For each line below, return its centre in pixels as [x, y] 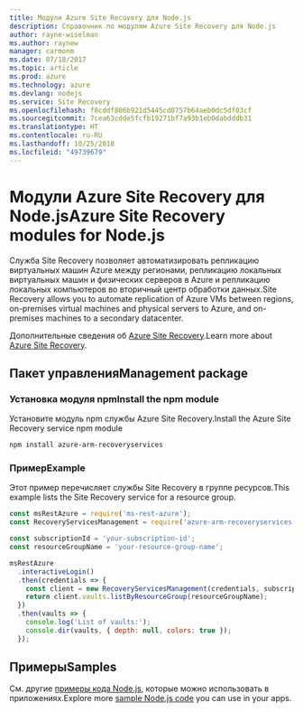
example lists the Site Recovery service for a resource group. [123, 497]
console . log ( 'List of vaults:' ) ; [88, 623]
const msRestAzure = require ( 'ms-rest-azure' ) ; [101, 514]
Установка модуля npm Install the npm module [114, 398]
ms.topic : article [44, 69]
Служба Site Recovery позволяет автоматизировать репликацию [134, 260]
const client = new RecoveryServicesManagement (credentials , [142, 588]
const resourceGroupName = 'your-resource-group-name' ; [116, 548]
